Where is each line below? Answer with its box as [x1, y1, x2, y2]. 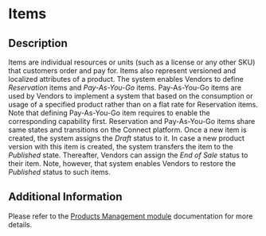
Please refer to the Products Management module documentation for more [8, 211, 253, 221]
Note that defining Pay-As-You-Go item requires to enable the [8, 108, 210, 118]
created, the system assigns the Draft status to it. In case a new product [8, 133, 245, 143]
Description [8, 37, 68, 50]
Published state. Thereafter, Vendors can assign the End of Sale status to [8, 150, 248, 160]
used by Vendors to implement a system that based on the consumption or [8, 91, 253, 100]
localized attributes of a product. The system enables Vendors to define [8, 75, 244, 83]
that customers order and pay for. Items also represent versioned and [8, 66, 237, 75]
